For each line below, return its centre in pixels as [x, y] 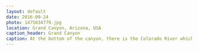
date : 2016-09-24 [27, 17]
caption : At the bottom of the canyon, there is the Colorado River [92, 39]
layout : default [26, 11]
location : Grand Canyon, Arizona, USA [54, 28]
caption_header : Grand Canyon [43, 33]
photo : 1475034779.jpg [34, 22]
